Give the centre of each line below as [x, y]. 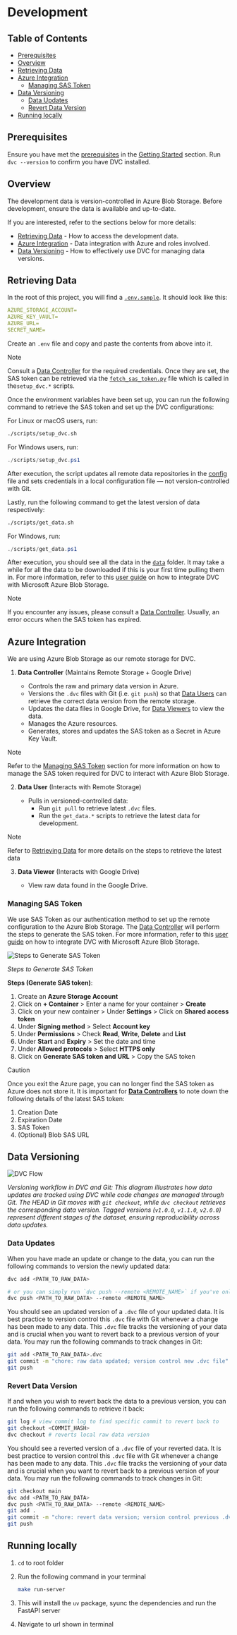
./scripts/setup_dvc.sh [42, 433]
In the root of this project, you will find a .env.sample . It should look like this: [117, 298]
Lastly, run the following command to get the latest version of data [104, 502]
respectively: [26, 509]
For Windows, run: [34, 536]
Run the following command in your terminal [81, 1576]
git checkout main [34, 1491]
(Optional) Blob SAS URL [53, 1135]
